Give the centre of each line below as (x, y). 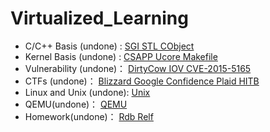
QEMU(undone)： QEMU (76, 104)
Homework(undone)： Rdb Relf (89, 116)
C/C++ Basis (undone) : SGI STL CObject (109, 46)
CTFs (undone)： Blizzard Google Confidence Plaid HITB (142, 81)
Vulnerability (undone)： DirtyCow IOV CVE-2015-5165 (138, 68)
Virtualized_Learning (99, 18)
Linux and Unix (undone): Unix (87, 92)
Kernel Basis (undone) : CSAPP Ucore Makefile (121, 56)
